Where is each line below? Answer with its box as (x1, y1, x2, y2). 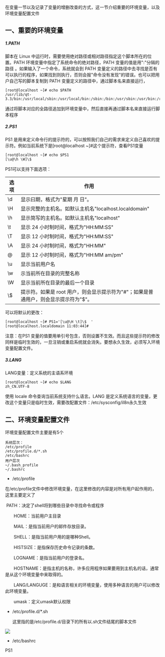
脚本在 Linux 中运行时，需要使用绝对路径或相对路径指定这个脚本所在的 (5, 53, 148, 59)
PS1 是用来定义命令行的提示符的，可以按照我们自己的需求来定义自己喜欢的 (5, 137, 156, 143)
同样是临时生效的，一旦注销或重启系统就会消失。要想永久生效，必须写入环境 (5, 339, 160, 345)
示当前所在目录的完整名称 (20, 270, 80, 277)
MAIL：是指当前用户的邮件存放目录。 (13, 523, 89, 529)
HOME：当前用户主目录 (13, 513, 61, 519)
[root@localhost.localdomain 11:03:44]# (5, 324, 89, 329)
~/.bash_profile (5, 463, 38, 468)
